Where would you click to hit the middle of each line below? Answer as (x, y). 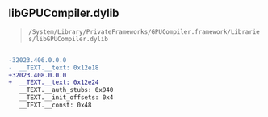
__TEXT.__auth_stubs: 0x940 (66, 90)
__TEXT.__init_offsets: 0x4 (66, 98)
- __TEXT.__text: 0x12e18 (54, 68)
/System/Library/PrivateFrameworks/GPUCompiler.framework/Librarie (144, 31)
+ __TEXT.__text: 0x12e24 (54, 83)
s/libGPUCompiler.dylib (68, 39)
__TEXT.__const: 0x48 (55, 105)
